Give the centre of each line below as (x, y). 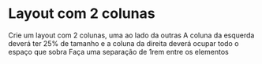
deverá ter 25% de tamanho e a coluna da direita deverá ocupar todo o (124, 43)
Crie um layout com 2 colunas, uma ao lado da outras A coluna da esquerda (131, 35)
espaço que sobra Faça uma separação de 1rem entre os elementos (118, 52)
